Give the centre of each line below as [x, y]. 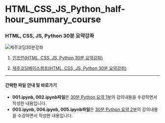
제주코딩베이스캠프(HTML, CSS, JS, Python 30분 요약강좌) [69, 68]
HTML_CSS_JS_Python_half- [65, 9]
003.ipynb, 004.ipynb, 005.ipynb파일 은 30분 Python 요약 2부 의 [77, 109]
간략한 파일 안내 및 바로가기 [31, 85]
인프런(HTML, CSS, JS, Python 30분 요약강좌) [57, 58]
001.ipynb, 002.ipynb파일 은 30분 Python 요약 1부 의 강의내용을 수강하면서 [85, 97]
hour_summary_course [53, 19]
